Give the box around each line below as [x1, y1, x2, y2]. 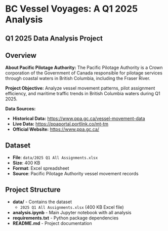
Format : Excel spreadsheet [12, 165, 69, 171]
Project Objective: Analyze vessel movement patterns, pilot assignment [5, 85, 155, 91]
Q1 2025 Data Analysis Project [5, 34, 103, 43]
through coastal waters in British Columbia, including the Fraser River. [5, 75, 151, 82]
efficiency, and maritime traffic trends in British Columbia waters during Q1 [5, 91, 160, 97]
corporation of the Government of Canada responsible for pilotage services [5, 70, 163, 76]
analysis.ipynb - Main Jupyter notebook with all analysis [12, 210, 132, 216]
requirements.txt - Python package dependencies [12, 215, 119, 221]
